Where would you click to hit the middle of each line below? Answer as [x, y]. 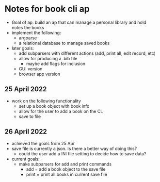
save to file [30, 116]
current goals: [25, 159]
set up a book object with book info [54, 106]
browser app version [39, 74]
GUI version [31, 68]
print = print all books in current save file [67, 174]
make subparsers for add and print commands [65, 164]
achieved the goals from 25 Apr [43, 143]
